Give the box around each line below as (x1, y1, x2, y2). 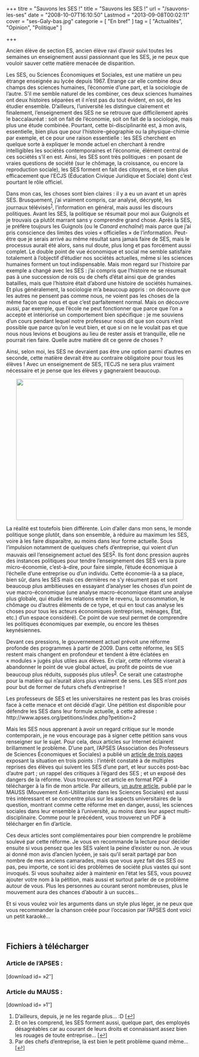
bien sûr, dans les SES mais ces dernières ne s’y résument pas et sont (6, 576, 178, 583)
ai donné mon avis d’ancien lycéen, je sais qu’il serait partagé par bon (6, 850, 177, 858)
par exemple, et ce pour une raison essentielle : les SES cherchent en (6, 134, 176, 141)
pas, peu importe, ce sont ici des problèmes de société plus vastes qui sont (6, 863, 191, 870)
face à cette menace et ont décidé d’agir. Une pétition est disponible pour (6, 701, 186, 708)
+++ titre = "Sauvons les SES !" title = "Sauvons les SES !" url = (6, 5, 162, 12)
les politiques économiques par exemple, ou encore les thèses (6, 621, 159, 628)
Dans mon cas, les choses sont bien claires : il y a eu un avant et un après (6, 190, 187, 197)
